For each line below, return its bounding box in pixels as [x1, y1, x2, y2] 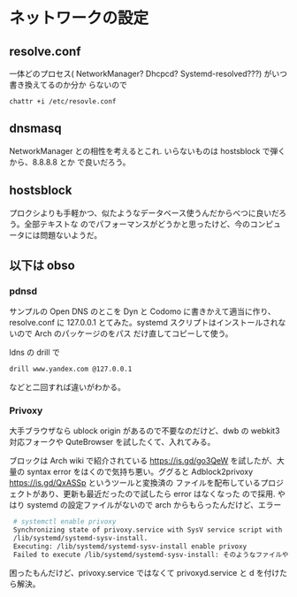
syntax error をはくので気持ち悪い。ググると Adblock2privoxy [26, 466, 254, 478]
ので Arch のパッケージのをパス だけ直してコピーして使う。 [16, 328, 233, 339]
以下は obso [9, 258, 75, 273]
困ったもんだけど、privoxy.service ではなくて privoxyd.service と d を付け [9, 567, 280, 578]
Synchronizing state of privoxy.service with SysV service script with [12, 525, 283, 535]
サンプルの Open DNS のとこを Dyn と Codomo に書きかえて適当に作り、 [9, 306, 276, 317]
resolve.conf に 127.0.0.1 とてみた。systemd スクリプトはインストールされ [9, 318, 278, 328]
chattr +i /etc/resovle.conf [9, 97, 117, 106]
